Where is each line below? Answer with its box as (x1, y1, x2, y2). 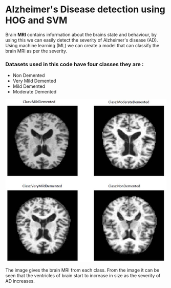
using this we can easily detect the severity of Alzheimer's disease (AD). (5, 37, 158, 43)
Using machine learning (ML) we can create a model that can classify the (5, 42, 160, 48)
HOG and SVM (5, 14, 68, 26)
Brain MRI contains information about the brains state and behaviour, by (5, 31, 157, 37)
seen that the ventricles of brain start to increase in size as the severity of (5, 272, 161, 278)
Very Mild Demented (12, 78, 56, 84)
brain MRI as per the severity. (5, 48, 68, 54)
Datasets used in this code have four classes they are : (5, 61, 144, 68)
